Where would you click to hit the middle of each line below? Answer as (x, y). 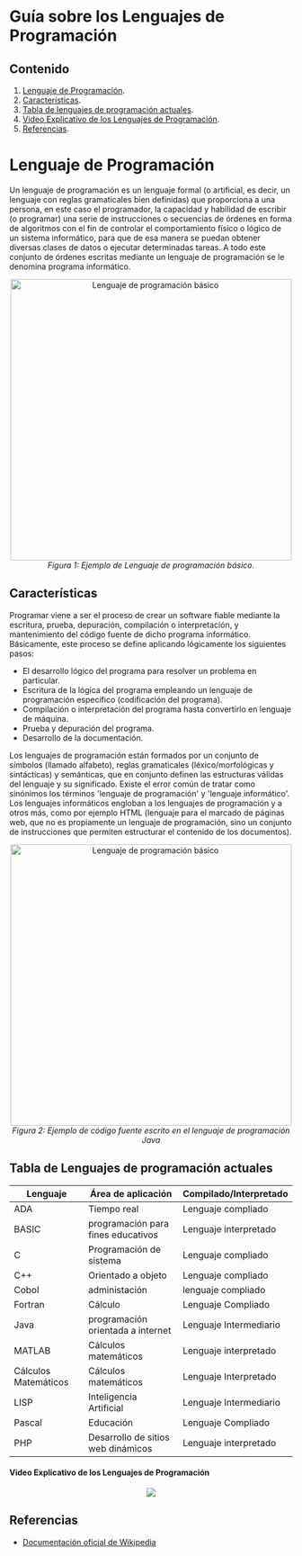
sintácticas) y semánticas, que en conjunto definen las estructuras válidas (147, 774)
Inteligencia (113, 1397)
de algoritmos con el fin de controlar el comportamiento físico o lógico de (145, 228)
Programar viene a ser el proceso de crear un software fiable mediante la (145, 615)
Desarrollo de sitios (129, 1437)
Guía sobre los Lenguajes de (117, 17)
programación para (129, 1223)
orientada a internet (130, 1330)
